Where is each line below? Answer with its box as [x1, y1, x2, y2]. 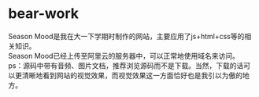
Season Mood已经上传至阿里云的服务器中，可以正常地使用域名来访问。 [8, 51, 240, 60]
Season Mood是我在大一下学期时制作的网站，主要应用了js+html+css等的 [8, 31, 245, 41]
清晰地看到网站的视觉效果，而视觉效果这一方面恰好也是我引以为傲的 [21, 70, 242, 80]
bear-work [8, 5, 80, 23]
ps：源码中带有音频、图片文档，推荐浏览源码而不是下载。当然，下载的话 [8, 60, 244, 70]
